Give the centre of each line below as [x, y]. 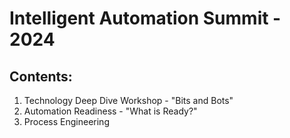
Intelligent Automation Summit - [145, 18]
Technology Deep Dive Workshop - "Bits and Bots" [128, 100]
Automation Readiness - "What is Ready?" [110, 111]
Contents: [41, 76]
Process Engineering [66, 121]
